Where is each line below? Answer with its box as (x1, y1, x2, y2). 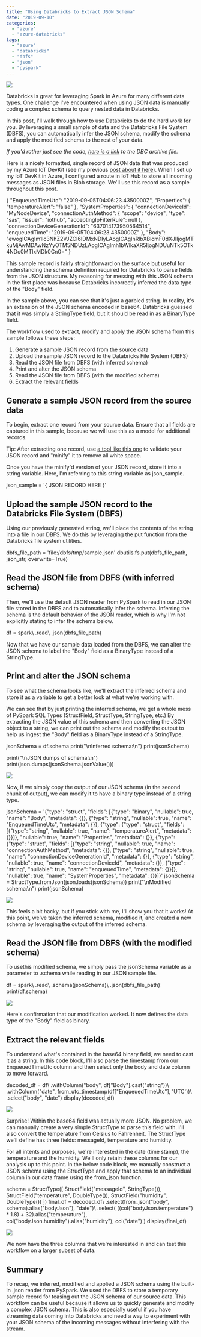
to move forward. (6, 1070, 49, 1077)
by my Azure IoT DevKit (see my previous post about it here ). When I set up (6, 166, 193, 174)
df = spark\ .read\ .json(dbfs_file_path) (6, 629, 102, 636)
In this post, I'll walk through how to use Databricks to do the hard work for (6, 117, 191, 124)
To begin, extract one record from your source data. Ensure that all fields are (6, 421, 196, 428)
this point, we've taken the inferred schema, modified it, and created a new (6, 914, 191, 921)
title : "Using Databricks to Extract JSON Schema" (6, 8, 136, 15)
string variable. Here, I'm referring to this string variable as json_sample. (6, 470, 185, 477)
